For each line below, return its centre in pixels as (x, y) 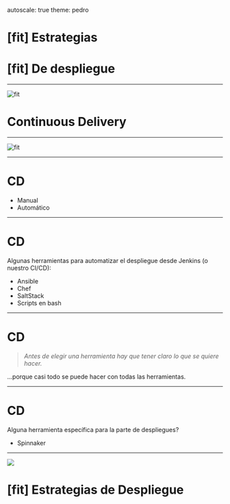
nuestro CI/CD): (29, 268)
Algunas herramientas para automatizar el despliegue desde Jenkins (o (108, 260)
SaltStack (30, 295)
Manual (28, 200)
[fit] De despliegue (61, 69)
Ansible (28, 281)
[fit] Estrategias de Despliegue (95, 490)
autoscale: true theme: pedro (48, 10)
